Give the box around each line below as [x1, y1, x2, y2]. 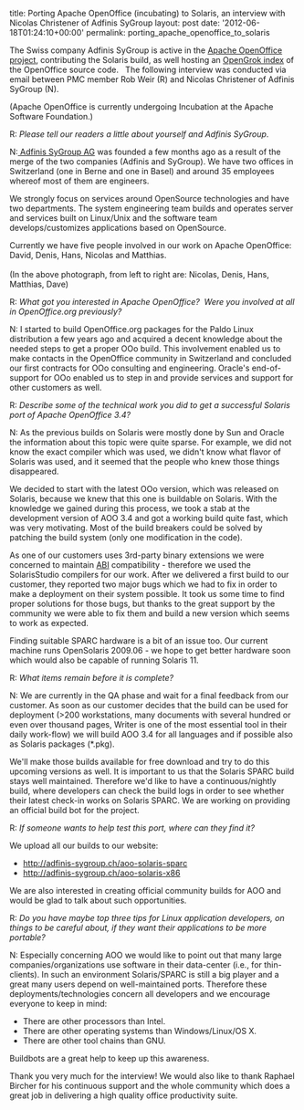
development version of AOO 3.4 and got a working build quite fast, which [9, 513, 288, 523]
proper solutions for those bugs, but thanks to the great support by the [9, 598, 276, 609]
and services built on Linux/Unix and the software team [9, 213, 217, 223]
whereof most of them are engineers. [9, 175, 150, 186]
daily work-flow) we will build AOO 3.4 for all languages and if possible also [9, 729, 294, 739]
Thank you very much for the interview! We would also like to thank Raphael [9, 1071, 295, 1081]
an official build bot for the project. [9, 805, 140, 815]
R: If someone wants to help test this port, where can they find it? [9, 822, 256, 833]
